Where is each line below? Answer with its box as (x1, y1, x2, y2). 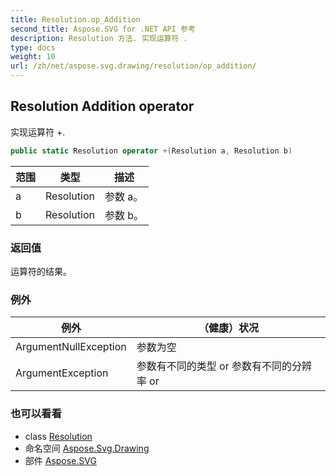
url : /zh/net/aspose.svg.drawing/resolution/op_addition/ (10, 61, 257, 71)
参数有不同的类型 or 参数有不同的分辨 (136, 359, 312, 373)
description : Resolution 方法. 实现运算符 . (10, 33, 188, 43)
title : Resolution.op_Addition (10, 14, 141, 25)
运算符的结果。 (10, 265, 72, 277)
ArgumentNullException (15, 340, 127, 354)
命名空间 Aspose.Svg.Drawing (24, 442, 150, 454)
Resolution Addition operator (10, 98, 195, 115)
